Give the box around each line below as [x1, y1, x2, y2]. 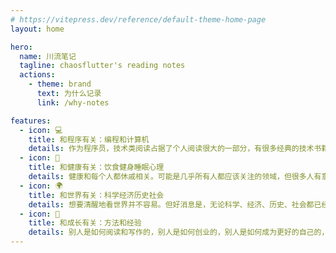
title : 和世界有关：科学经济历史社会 [28, 190, 165, 200]
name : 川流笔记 [19, 51, 77, 61]
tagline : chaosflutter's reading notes [19, 61, 186, 71]
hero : [10, 42, 33, 52]
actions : [19, 70, 56, 80]
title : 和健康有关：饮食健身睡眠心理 [28, 162, 165, 173]
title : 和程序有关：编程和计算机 [28, 134, 150, 145]
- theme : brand [28, 79, 92, 90]
